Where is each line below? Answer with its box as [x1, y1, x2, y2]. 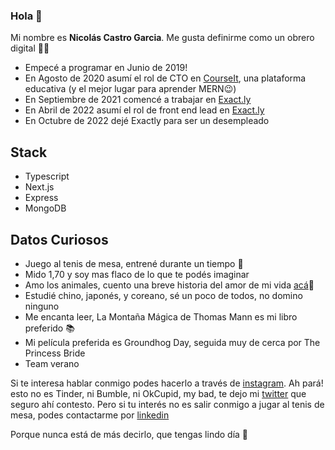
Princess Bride [24, 347, 86, 359]
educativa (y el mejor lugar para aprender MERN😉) [24, 83, 237, 95]
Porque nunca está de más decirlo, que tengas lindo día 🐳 [10, 428, 249, 440]
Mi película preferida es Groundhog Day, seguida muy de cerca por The [24, 336, 321, 348]
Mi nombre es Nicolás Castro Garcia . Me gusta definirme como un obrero [10, 32, 315, 44]
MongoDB [24, 202, 67, 214]
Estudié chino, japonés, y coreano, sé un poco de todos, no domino [24, 289, 303, 301]
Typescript [24, 170, 70, 183]
